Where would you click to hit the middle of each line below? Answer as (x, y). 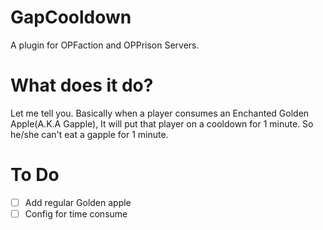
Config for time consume (76, 213)
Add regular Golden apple (78, 202)
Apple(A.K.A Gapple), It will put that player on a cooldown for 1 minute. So (162, 123)
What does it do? (82, 85)
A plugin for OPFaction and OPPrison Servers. (105, 45)
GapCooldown (71, 17)
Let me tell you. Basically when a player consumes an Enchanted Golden (160, 113)
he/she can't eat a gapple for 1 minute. (89, 134)
